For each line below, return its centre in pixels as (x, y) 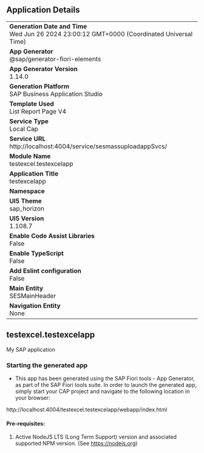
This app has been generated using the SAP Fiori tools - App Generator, (105, 378)
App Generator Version (43, 69)
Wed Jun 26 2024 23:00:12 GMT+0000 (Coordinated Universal (101, 34)
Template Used (32, 104)
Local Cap (24, 129)
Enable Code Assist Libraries (52, 236)
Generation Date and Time (48, 26)
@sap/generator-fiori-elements (55, 59)
